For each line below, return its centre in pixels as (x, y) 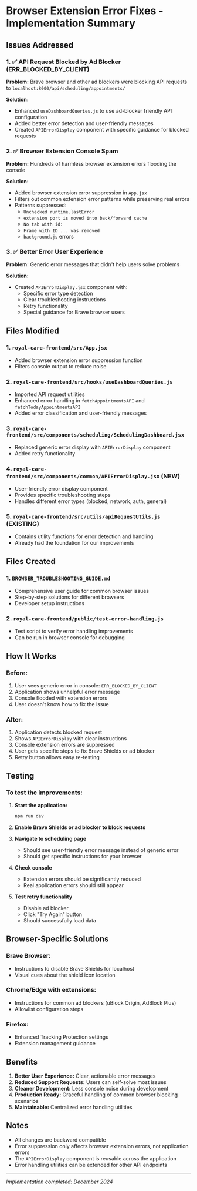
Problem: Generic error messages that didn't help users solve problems (93, 264)
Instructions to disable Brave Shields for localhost (74, 968)
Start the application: (41, 805)
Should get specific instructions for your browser (82, 856)
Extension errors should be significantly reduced (82, 879)
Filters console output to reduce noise (60, 367)
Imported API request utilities (50, 394)
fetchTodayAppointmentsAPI (47, 407)
